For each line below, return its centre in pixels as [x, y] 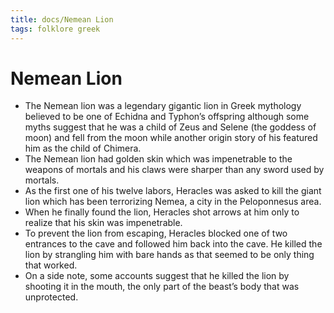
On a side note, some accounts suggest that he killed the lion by [157, 276]
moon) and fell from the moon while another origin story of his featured [171, 138]
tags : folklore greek [55, 29]
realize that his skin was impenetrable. [103, 223]
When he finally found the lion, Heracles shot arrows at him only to [162, 212]
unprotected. [51, 297]
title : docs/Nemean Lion [62, 19]
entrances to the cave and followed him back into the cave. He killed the [173, 244]
